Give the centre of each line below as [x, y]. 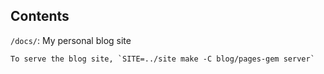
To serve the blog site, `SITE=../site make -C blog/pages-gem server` [162, 59]
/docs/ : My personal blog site [71, 40]
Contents [40, 16]
